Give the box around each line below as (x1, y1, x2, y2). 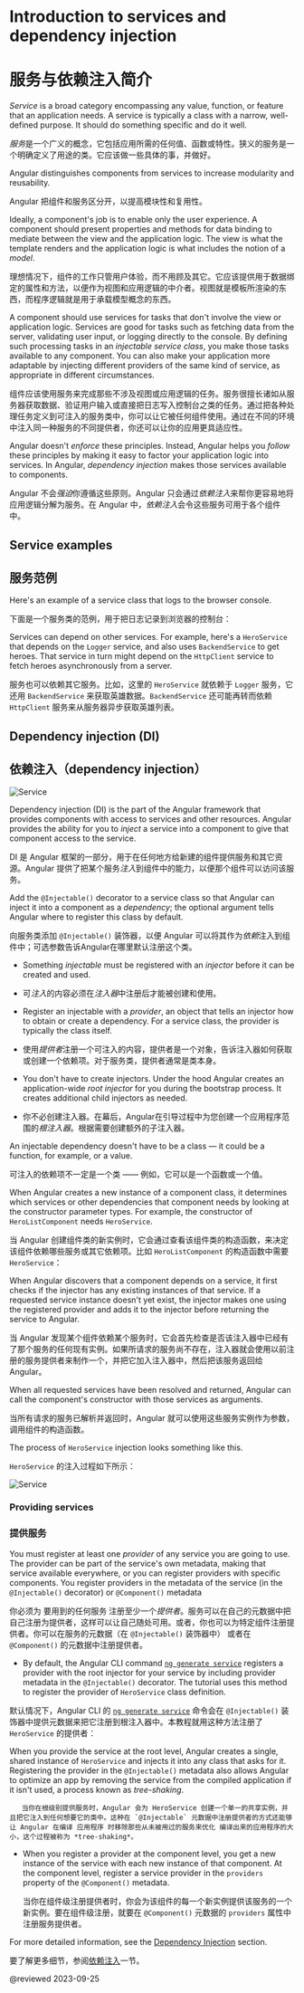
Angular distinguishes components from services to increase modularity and (9, 167, 295, 178)
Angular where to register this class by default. (9, 911, 184, 922)
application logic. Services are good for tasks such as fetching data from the (9, 321, 295, 332)
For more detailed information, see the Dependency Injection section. (9, 1936, 268, 1947)
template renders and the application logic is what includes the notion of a (9, 243, 286, 254)
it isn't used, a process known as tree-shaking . (9, 1784, 185, 1795)
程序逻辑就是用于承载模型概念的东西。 (33, 294, 176, 305)
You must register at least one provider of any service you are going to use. (9, 1548, 291, 1559)
